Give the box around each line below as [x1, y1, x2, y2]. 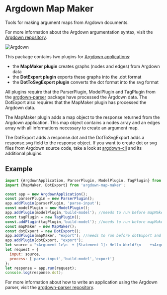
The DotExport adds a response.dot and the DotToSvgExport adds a [5, 134, 145, 140]
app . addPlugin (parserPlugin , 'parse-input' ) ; [5, 201, 101, 206]
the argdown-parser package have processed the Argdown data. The [5, 94, 148, 100]
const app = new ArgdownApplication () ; [5, 192, 88, 197]
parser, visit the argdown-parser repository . [5, 285, 94, 291]
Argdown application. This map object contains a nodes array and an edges [5, 119, 161, 125]
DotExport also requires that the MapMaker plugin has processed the [5, 99, 147, 105]
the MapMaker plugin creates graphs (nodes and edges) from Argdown [12, 63, 160, 69]
